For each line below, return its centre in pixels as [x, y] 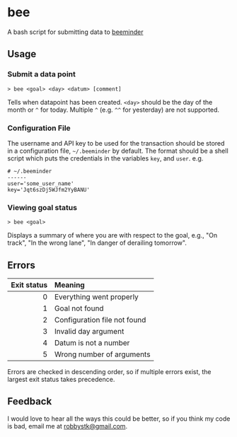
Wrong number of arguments [102, 354]
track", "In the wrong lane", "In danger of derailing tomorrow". [97, 243]
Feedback [30, 401]
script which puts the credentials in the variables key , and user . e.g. [105, 158]
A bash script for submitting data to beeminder [75, 32]
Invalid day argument [89, 332]
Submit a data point [42, 74]
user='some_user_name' [41, 183]
